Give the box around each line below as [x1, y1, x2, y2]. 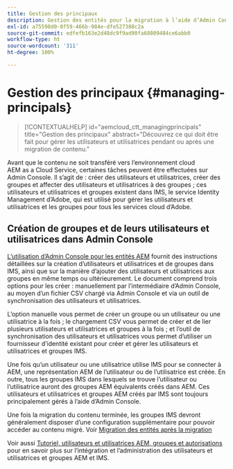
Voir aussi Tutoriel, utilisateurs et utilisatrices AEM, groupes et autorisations [7, 438, 223, 447]
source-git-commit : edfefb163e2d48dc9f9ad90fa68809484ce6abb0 [7, 29, 191, 37]
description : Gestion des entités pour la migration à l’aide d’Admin [7, 17, 216, 24]
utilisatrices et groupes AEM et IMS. [7, 453, 110, 462]
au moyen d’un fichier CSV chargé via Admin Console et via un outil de [7, 289, 209, 297]
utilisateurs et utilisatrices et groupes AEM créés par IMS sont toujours [7, 390, 209, 398]
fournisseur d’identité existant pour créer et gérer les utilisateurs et [7, 339, 198, 347]
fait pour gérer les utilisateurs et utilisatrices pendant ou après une [24, 137, 215, 146]
